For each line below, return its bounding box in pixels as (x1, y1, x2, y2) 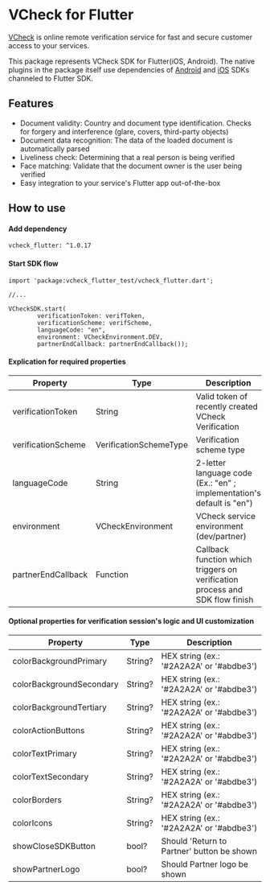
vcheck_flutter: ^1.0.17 (8, 241, 92, 250)
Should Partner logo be (161, 859, 249, 870)
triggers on (195, 563, 238, 575)
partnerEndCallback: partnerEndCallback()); (37, 340, 189, 348)
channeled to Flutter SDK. (8, 73, 94, 83)
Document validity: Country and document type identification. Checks (19, 118, 252, 128)
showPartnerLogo (12, 863, 80, 875)
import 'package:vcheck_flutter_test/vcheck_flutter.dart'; (8, 276, 215, 285)
